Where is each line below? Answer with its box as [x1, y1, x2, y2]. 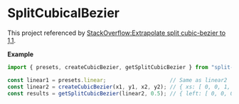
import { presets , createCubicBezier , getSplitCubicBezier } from [7, 63, 208, 71]
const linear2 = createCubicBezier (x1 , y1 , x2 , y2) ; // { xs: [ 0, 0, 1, [7, 83, 231, 90]
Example [7, 50, 34, 58]
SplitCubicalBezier [7, 5, 119, 21]
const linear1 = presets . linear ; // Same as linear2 [7, 76, 228, 83]
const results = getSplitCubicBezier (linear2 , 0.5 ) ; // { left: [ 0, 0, [7, 90, 228, 97]
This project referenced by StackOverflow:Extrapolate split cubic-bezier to [7, 28, 226, 37]
